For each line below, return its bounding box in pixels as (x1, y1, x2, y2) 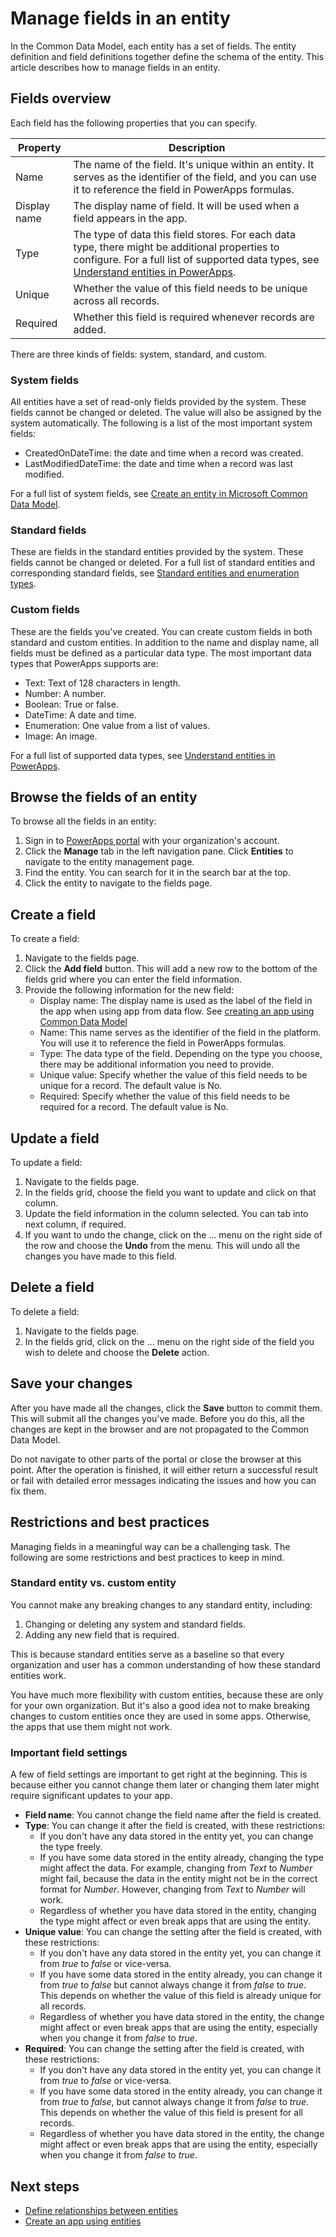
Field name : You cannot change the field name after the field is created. (24, 1809, 322, 1821)
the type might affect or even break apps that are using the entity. (39, 1915, 311, 1927)
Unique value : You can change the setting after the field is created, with (24, 1926, 322, 1938)
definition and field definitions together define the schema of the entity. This (10, 50, 325, 62)
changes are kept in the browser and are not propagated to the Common (10, 1423, 310, 1435)
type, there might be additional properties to (73, 240, 280, 254)
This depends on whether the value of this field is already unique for (39, 1990, 322, 2002)
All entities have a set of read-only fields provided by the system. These (10, 396, 307, 408)
